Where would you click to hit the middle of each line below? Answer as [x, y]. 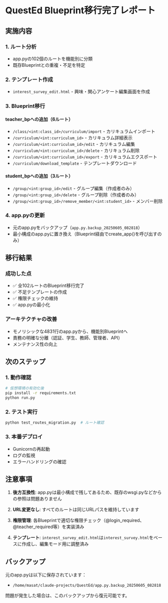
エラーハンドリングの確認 [39, 461]
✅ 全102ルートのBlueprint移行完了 [48, 285]
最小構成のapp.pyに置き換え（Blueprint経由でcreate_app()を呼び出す [85, 234]
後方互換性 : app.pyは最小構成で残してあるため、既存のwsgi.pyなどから [87, 492]
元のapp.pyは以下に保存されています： [46, 575]
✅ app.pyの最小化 [31, 305]
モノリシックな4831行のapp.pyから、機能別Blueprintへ [70, 331]
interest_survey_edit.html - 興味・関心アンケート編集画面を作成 [81, 92]
